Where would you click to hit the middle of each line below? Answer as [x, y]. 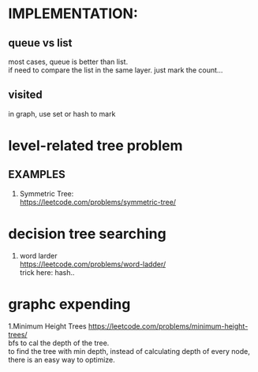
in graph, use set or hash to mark [62, 113]
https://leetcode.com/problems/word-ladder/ [93, 264]
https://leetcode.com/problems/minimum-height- [168, 326]
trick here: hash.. [47, 272]
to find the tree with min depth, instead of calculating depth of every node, [129, 351]
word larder [38, 255]
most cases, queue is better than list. [68, 61]
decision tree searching [88, 234]
